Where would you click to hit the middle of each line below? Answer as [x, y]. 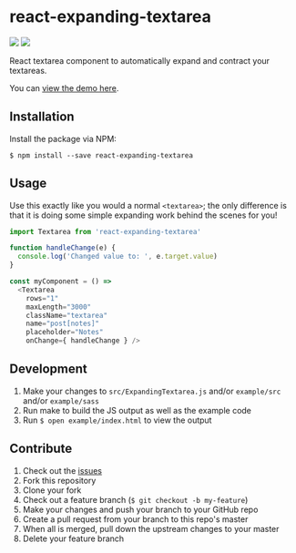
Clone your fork [52, 490]
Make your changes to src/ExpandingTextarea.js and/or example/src [152, 391]
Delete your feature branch [73, 538]
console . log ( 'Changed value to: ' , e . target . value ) [118, 257]
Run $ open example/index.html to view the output [117, 420]
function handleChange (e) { [63, 248]
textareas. [28, 70]
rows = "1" [42, 298]
